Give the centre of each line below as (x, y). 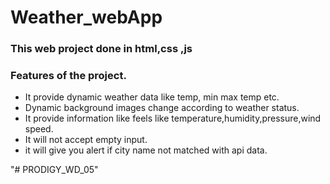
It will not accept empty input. (86, 140)
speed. (39, 129)
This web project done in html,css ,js (101, 49)
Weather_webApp (86, 17)
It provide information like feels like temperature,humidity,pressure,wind (173, 118)
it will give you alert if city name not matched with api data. (146, 150)
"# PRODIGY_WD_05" (54, 170)
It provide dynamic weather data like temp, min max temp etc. (152, 97)
